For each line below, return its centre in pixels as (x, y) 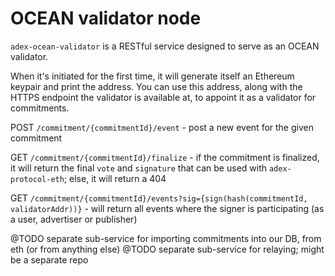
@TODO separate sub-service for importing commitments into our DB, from (166, 238)
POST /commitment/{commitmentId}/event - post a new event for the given (162, 127)
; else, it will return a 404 (115, 178)
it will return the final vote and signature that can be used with (139, 168)
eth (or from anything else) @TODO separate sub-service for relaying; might (167, 249)
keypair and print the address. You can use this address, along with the (156, 86)
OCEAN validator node (106, 18)
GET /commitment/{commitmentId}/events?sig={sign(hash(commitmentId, (159, 198)
